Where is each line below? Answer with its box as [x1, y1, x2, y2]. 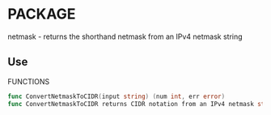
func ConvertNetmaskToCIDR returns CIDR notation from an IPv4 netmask [7, 100, 254, 108]
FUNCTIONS [7, 76, 50, 86]
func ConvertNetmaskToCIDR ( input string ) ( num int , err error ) [7, 92, 226, 100]
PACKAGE [7, 5, 76, 23]
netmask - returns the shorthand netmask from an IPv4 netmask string [7, 32, 243, 41]
